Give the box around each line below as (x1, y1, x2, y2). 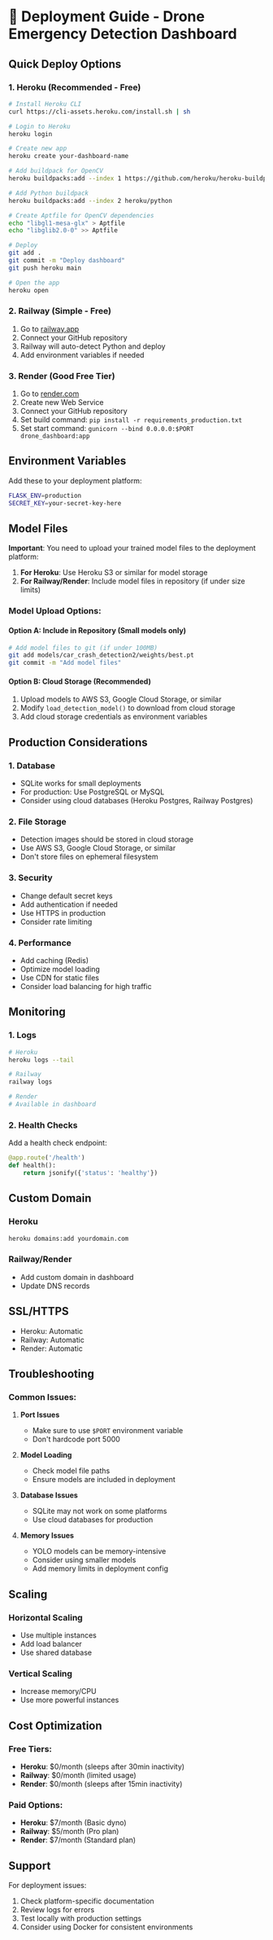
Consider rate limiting (19, 917, 93, 926)
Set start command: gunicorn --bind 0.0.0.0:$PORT (19, 424, 194, 433)
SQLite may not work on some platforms (32, 1507, 167, 1516)
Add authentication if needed (19, 900, 118, 909)
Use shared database (19, 1647, 93, 1657)
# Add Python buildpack (8, 189, 89, 197)
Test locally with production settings (19, 1914, 142, 1923)
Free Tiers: (8, 1743, 53, 1754)
